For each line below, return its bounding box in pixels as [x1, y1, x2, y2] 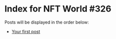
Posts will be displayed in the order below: [4, 19, 89, 25]
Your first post [11, 28, 40, 34]
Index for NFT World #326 [4, 3, 112, 14]
